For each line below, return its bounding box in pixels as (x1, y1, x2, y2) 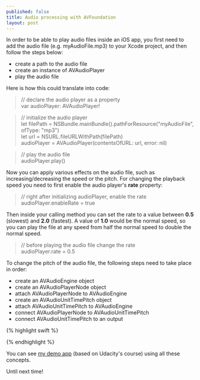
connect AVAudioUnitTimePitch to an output (14, 316, 124, 323)
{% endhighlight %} (6, 338, 55, 346)
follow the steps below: (6, 49, 64, 56)
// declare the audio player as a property (20, 96, 121, 103)
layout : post (6, 20, 39, 26)
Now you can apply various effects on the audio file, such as (6, 169, 155, 176)
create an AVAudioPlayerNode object (14, 284, 106, 291)
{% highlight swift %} (6, 327, 59, 334)
